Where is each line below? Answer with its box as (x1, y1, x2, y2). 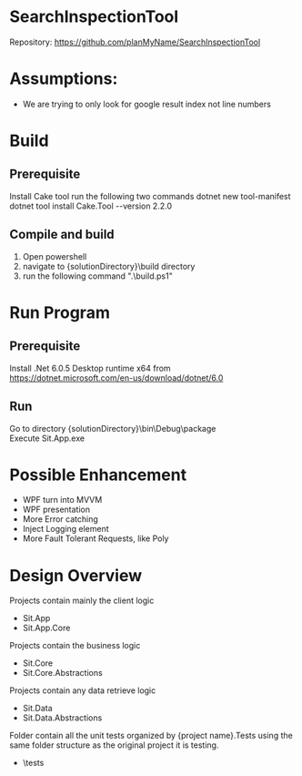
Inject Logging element (22, 524, 109, 535)
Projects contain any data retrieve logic (9, 685, 156, 696)
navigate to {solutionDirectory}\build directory (22, 260, 196, 271)
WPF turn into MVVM (22, 495, 103, 505)
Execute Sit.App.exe (9, 433, 85, 444)
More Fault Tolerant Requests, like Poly (22, 533, 169, 544)
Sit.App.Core (22, 622, 71, 634)
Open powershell (22, 250, 87, 261)
